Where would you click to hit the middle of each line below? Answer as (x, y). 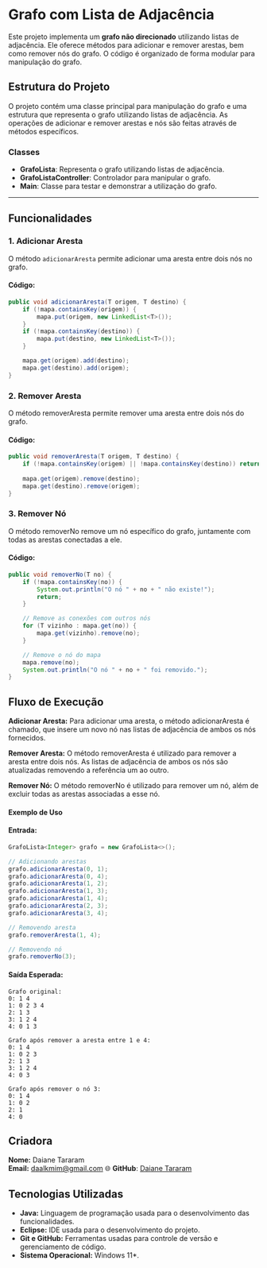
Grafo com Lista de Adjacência (111, 15)
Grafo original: (35, 992)
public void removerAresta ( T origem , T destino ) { (94, 457)
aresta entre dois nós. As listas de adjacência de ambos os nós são (118, 762)
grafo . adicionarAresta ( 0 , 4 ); (58, 876)
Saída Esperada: (36, 974)
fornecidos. (27, 738)
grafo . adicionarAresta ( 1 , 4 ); (58, 899)
